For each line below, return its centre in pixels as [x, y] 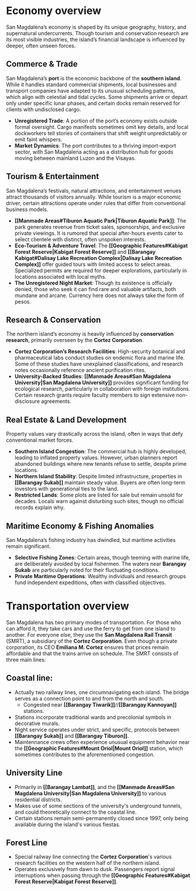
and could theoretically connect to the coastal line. [75, 812]
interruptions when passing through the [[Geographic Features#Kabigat [102, 875]
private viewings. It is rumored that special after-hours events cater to [99, 233]
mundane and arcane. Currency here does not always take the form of [99, 295]
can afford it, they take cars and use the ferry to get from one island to [91, 629]
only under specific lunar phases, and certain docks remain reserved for [93, 103]
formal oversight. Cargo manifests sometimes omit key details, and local [101, 127]
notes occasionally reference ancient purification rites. [80, 370]
